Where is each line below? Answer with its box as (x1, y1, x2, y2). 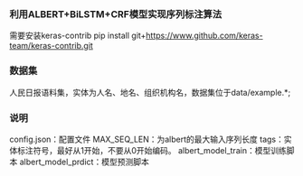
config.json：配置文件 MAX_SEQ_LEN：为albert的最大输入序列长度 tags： (9, 134, 285, 144)
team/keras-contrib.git (9, 41, 93, 51)
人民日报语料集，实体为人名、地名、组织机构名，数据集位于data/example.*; (9, 87, 291, 97)
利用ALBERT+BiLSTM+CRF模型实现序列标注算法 (9, 7, 223, 20)
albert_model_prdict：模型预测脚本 (19, 156, 149, 167)
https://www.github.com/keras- (146, 30, 264, 42)
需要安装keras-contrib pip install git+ (9, 30, 147, 42)
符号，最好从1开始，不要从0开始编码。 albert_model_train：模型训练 (33, 144, 287, 155)
